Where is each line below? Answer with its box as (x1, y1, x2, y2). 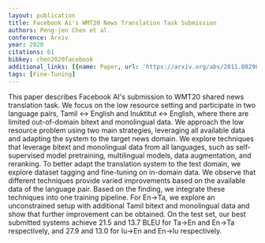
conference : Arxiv (8, 33, 69, 42)
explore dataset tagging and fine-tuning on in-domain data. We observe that (8, 167, 256, 177)
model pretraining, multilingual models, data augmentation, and (46, 151, 252, 160)
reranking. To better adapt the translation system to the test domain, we (8, 159, 241, 168)
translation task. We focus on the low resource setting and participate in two (8, 100, 256, 110)
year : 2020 (8, 41, 44, 49)
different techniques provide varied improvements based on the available (8, 175, 246, 185)
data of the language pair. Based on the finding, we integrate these (8, 184, 226, 193)
